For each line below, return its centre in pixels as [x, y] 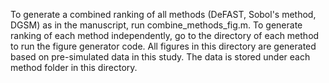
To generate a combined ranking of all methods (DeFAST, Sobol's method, [163, 14]
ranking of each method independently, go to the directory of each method [165, 35]
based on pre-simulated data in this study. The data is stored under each [160, 57]
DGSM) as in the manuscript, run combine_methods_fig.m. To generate [156, 25]
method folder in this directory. [74, 67]
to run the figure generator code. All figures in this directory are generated [163, 46]
